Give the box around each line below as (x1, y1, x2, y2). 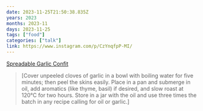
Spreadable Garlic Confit (6, 59, 68, 67)
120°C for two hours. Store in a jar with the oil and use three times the (21, 91, 197, 99)
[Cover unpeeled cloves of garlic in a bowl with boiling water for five (21, 72, 194, 79)
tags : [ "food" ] (6, 32, 45, 38)
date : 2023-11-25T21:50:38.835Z (6, 9, 89, 15)
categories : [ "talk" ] (6, 37, 62, 44)
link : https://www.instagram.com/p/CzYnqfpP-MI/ (6, 44, 133, 50)
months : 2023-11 (6, 20, 48, 26)
